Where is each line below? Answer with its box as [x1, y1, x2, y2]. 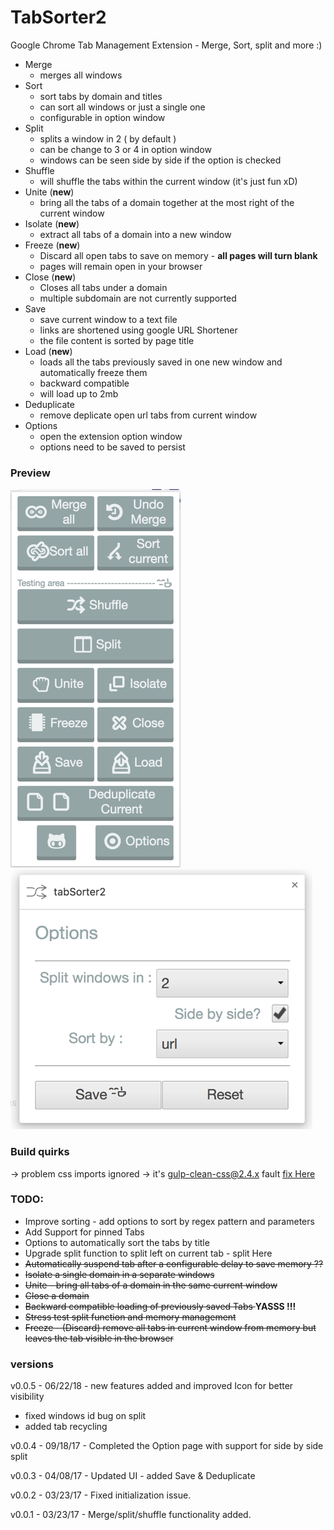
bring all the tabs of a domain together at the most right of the [39, 196, 295, 208]
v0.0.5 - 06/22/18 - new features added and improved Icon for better [10, 1380, 294, 1392]
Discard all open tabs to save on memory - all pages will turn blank [39, 249, 318, 261]
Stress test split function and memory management [24, 1311, 237, 1323]
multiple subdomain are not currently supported [39, 292, 237, 304]
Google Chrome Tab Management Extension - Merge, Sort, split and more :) [10, 39, 323, 51]
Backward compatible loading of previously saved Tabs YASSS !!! [24, 1300, 297, 1312]
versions [10, 1357, 54, 1371]
